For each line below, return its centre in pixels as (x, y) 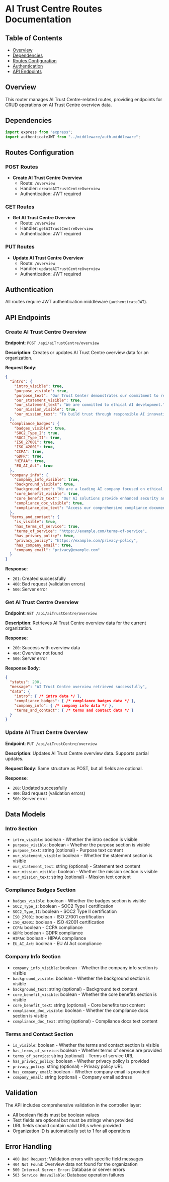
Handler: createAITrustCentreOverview (60, 189)
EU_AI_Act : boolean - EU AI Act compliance (57, 944)
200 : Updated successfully (40, 788)
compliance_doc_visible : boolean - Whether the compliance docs (80, 1010)
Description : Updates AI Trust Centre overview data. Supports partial (77, 753)
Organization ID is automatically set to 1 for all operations (71, 1131)
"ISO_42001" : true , (35, 447)
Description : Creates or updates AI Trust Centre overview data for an (77, 353)
